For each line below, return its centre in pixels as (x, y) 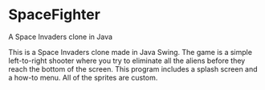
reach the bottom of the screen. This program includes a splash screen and (133, 68)
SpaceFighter (54, 15)
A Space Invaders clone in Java (61, 37)
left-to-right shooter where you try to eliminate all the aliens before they (127, 61)
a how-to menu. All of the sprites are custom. (83, 77)
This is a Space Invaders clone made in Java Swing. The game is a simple (130, 52)
